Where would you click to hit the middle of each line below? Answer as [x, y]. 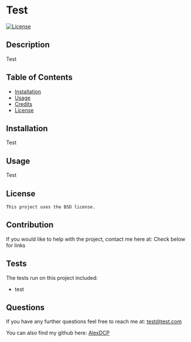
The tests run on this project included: [52, 278]
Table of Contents [40, 78]
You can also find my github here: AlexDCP [58, 333]
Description [28, 45]
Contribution [30, 225]
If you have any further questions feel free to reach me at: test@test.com [94, 322]
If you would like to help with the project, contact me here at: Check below [96, 239]
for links [16, 245]
